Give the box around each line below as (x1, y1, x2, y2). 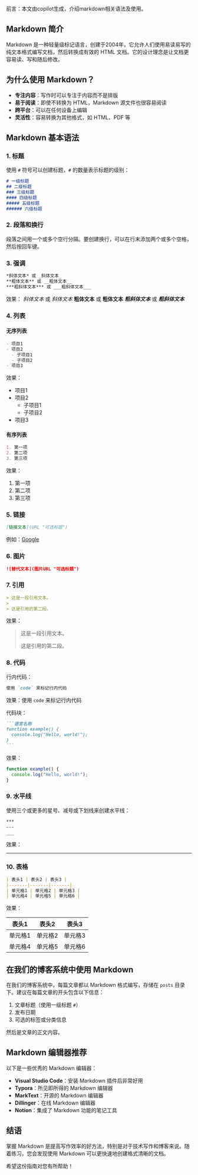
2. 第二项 (6, 450, 28, 456)
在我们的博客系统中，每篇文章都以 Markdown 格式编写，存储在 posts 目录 (6, 982, 186, 989)
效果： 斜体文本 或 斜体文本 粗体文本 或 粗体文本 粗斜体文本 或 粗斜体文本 (6, 295, 184, 302)
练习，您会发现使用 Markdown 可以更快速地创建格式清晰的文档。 (11, 1150, 169, 1157)
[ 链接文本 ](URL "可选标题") (6, 524, 68, 531)
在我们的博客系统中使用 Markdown (6, 964, 134, 974)
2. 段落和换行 (6, 221, 44, 229)
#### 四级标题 (6, 195, 37, 201)
